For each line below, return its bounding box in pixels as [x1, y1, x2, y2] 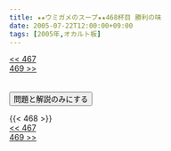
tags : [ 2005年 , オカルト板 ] [9, 29, 102, 38]
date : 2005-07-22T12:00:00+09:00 [9, 21, 134, 30]
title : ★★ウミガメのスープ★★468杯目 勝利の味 [9, 12, 162, 22]
